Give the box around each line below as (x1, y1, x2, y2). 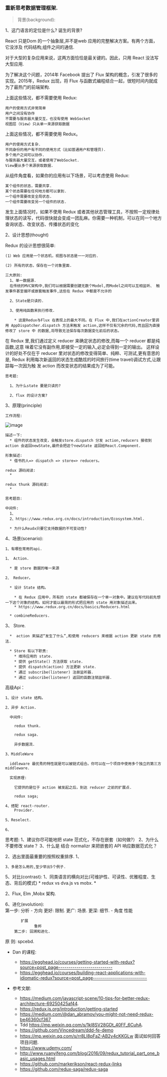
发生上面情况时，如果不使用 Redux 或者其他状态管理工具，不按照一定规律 (5, 209, 156, 215)
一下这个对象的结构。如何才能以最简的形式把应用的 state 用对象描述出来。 (5, 600, 139, 605)
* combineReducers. (9, 613, 50, 618)
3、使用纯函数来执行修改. (9, 308, 55, 313)
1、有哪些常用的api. (5, 546, 43, 552)
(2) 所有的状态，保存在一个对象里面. (5, 263, 72, 268)
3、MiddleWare (5, 752, 34, 757)
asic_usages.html (19, 1056, 56, 1062)
